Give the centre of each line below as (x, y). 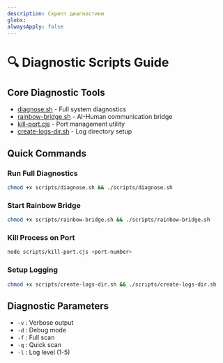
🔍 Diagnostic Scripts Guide (88, 62)
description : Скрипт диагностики (56, 14)
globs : (17, 20)
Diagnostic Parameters (58, 306)
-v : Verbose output (45, 323)
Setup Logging (32, 270)
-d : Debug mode (42, 330)
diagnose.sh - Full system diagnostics (72, 109)
